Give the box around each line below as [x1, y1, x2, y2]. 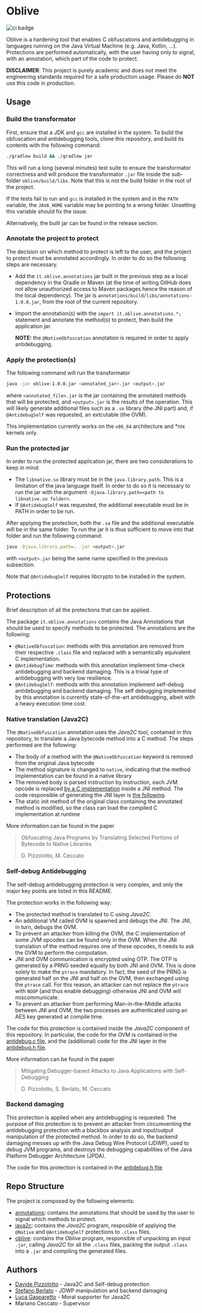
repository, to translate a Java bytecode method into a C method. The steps [6, 735, 194, 742]
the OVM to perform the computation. [14, 949, 108, 956]
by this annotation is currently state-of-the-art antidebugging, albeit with [14, 694, 195, 701]
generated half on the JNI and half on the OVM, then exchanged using [14, 974, 189, 982]
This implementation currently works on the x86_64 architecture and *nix [6, 423, 185, 430]
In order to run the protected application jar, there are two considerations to [6, 458, 194, 465]
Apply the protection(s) [6, 355, 76, 364]
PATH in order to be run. [14, 508, 75, 515]
